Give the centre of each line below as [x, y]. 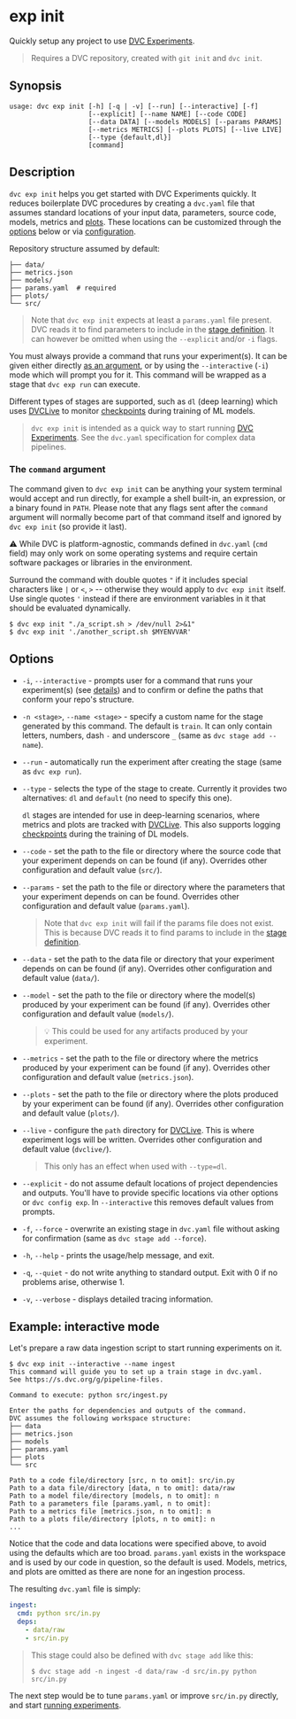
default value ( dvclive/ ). [67, 1148]
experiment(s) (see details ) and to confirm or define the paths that [142, 689]
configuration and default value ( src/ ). [92, 869]
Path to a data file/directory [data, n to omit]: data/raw [122, 1489]
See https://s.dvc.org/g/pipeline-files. [87, 1380]
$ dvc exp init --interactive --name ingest [92, 1365]
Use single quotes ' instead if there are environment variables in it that [138, 598]
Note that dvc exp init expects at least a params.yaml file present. [151, 320]
